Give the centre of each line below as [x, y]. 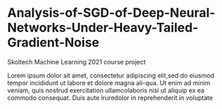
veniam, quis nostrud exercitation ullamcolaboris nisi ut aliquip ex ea [106, 90]
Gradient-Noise [53, 43]
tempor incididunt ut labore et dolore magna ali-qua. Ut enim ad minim [109, 82]
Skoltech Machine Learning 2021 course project [77, 61]
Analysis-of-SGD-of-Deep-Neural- [111, 13]
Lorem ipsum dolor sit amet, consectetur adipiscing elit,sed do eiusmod [111, 75]
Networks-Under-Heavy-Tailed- [103, 28]
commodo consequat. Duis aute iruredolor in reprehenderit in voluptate [110, 97]
